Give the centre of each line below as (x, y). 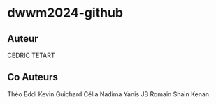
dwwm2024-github (65, 13)
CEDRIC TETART (31, 55)
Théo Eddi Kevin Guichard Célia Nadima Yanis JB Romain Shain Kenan (108, 94)
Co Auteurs (33, 77)
